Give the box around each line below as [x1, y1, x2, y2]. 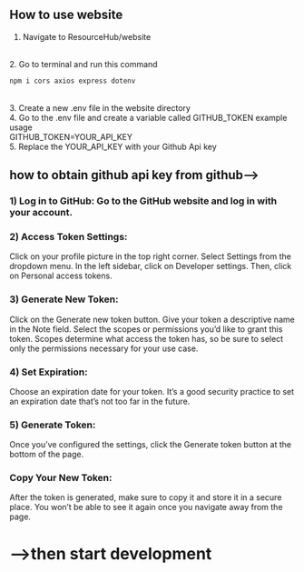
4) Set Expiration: [9, 366, 88, 378]
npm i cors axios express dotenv [9, 76, 136, 85]
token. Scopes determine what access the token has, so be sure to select [9, 333, 284, 344]
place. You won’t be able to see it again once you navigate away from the [9, 502, 283, 513]
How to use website [9, 7, 123, 23]
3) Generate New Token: [9, 293, 119, 306]
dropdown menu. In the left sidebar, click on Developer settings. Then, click [9, 261, 292, 272]
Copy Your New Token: [9, 472, 113, 485]
